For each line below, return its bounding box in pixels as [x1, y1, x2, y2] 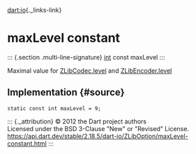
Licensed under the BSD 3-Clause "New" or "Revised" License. [7, 124, 190, 132]
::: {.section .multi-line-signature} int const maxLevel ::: [7, 53, 165, 61]
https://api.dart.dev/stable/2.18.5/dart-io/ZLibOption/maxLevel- [7, 132, 188, 140]
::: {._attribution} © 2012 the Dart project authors [7, 117, 146, 126]
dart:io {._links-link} [7, 6, 62, 14]
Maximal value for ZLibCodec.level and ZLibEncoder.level [7, 66, 172, 75]
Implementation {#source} [7, 87, 126, 99]
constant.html [7, 139, 47, 148]
